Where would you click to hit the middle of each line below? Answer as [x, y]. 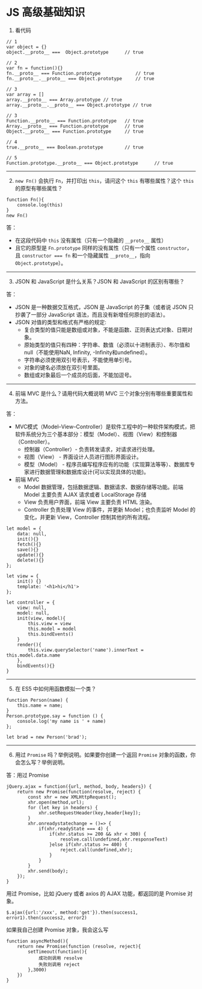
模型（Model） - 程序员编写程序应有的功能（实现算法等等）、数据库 [107, 464]
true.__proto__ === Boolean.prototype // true [75, 147]
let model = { [24, 529]
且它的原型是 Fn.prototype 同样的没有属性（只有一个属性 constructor [101, 247]
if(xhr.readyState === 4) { [74, 828]
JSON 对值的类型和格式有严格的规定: [60, 322]
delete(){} [31, 560]
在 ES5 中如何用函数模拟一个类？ [56, 688]
